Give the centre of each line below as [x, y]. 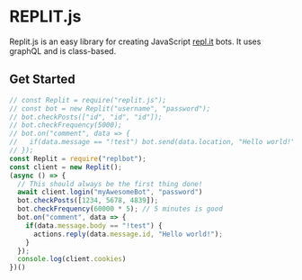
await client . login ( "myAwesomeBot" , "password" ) [110, 192]
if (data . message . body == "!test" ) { [94, 226]
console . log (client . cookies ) [72, 259]
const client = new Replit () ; [66, 167]
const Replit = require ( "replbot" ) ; [78, 158]
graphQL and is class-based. [63, 50]
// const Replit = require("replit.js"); [88, 100]
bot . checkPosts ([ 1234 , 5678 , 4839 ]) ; [88, 201]
